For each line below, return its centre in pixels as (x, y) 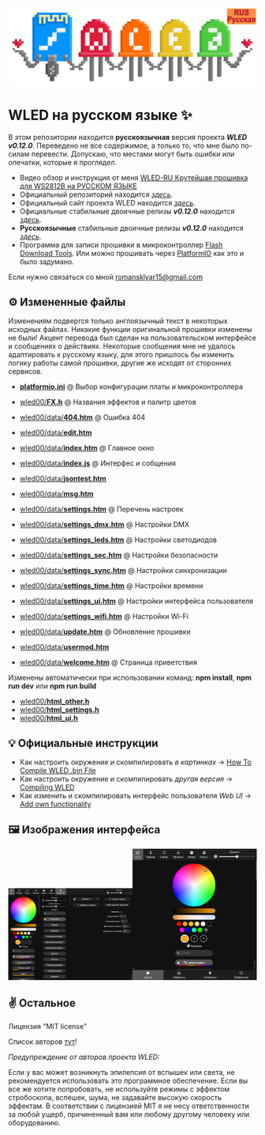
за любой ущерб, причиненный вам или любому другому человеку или (129, 1114)
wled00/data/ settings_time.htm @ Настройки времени (111, 586)
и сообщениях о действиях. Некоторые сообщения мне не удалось (122, 346)
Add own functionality (56, 804)
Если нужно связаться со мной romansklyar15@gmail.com (106, 277)
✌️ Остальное (42, 1003)
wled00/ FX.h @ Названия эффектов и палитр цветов (108, 402)
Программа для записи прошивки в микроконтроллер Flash (121, 245)
